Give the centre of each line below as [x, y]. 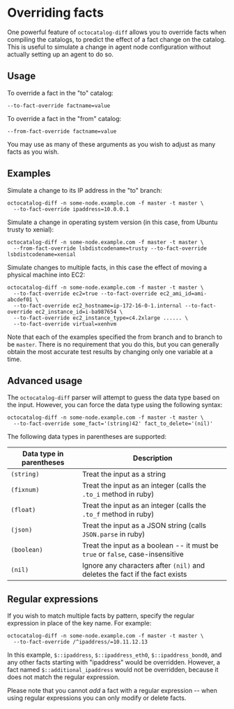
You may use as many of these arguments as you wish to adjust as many [111, 144]
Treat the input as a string [124, 475]
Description [153, 459]
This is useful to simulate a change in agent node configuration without [109, 47]
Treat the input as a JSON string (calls [145, 525]
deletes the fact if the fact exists [135, 574]
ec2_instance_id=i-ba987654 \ [79, 312]
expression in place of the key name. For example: [79, 623]
